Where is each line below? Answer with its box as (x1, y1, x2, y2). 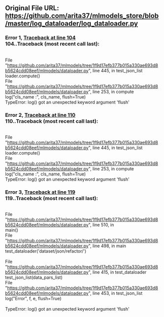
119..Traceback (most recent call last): (5, 195, 98, 202)
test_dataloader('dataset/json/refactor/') (5, 248, 87, 254)
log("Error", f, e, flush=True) (5, 296, 62, 302)
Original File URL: (5, 4, 59, 12)
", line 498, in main (88, 243, 127, 249)
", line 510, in (88, 222, 114, 228)
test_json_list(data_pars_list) (5, 274, 63, 280)
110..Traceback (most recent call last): (5, 117, 98, 124)
